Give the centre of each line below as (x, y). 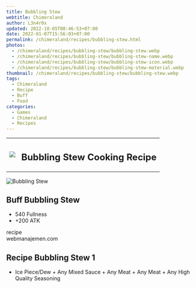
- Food (20, 101)
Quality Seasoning (38, 278)
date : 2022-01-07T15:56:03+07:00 (48, 34)
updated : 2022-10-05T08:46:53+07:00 (52, 28)
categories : (21, 106)
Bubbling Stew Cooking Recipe (89, 157)
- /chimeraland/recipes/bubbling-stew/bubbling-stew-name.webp (92, 56)
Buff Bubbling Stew (43, 200)
